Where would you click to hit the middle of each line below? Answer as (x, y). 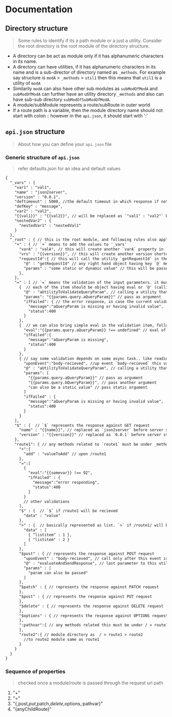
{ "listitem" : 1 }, (50, 535)
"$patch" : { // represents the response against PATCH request (89, 587)
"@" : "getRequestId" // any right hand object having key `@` (92, 264)
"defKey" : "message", (39, 207)
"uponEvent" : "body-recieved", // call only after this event (92, 559)
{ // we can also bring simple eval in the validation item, (87, 325)
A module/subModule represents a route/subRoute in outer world (81, 105)
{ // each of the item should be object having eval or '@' (85, 288)
